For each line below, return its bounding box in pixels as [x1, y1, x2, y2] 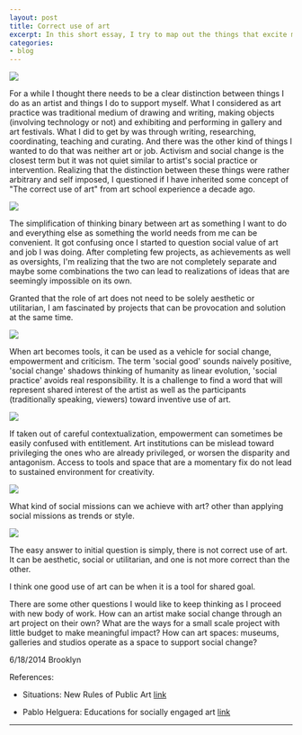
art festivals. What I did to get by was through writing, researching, [9, 127, 256, 138]
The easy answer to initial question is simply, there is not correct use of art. [9, 545, 288, 556]
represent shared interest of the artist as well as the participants [9, 384, 247, 396]
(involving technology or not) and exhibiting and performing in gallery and [9, 117, 283, 128]
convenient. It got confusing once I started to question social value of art [9, 238, 279, 248]
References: [9, 672, 54, 683]
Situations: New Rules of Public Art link [22, 689, 167, 700]
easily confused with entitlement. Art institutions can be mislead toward [9, 438, 274, 449]
